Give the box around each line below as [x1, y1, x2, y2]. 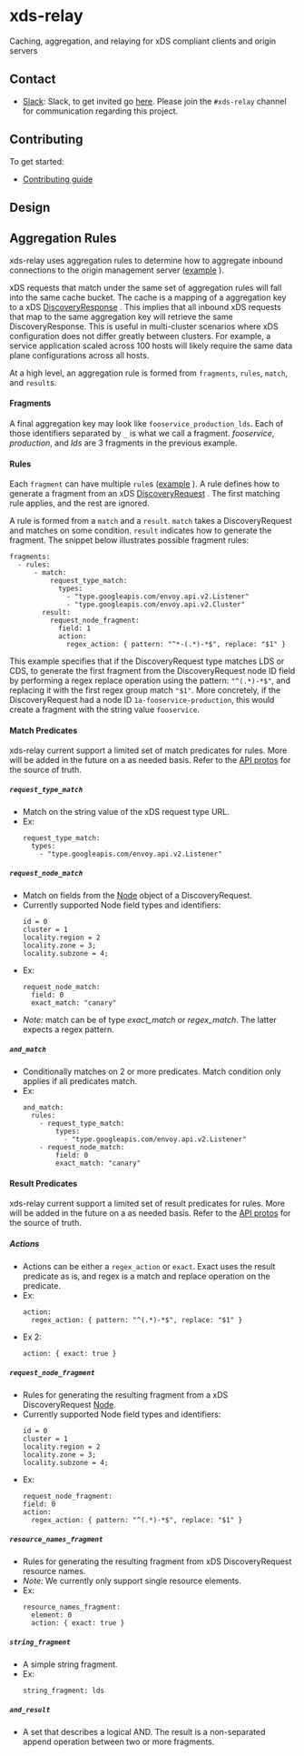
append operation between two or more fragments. [22, 1736, 215, 1747]
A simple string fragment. [22, 1659, 118, 1670]
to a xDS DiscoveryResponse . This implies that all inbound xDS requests [9, 301, 281, 312]
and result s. [9, 376, 57, 387]
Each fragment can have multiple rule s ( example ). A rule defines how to [9, 478, 279, 489]
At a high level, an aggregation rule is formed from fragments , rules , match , [9, 367, 289, 378]
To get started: [9, 156, 65, 166]
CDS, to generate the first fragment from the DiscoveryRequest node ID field [9, 666, 296, 677]
